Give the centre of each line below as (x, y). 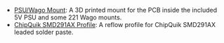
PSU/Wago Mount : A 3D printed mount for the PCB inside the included (116, 10)
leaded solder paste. (44, 32)
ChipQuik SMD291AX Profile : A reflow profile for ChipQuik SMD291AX (115, 25)
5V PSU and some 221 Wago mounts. (68, 17)
